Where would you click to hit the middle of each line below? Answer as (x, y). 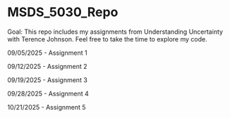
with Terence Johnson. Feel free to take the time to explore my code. (107, 39)
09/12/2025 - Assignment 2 (47, 66)
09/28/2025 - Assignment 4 (48, 93)
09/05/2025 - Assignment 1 (47, 53)
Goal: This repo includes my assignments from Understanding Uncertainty (115, 32)
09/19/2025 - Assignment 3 (48, 80)
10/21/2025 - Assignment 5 (47, 107)
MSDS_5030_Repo (63, 12)
